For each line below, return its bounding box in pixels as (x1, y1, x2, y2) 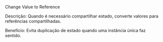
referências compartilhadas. (5, 19, 62, 24)
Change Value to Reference (5, 4, 60, 10)
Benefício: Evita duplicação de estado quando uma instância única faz (5, 28, 146, 33)
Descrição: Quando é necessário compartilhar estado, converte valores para (5, 13, 159, 19)
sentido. (5, 33, 21, 38)
